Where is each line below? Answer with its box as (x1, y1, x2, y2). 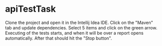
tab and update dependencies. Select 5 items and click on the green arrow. (5, 24, 158, 30)
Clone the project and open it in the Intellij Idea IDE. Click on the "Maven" (5, 20, 154, 25)
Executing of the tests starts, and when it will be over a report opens (5, 30, 144, 36)
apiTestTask (5, 3, 56, 15)
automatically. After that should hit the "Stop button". (5, 35, 112, 41)
